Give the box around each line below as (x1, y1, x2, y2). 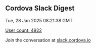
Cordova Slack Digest (5, 4, 75, 13)
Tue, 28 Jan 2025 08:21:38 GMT (5, 17, 73, 23)
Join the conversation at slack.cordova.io (5, 37, 91, 43)
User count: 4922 (5, 27, 42, 33)
